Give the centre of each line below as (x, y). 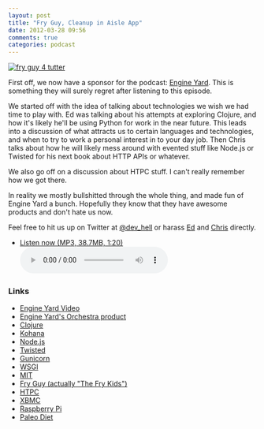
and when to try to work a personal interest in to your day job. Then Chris (127, 140)
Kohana (32, 334)
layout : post (30, 15)
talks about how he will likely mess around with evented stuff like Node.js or (131, 148)
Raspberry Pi (41, 409)
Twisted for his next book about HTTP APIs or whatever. (99, 157)
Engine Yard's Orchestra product (73, 317)
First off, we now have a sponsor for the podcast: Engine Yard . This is (121, 83)
